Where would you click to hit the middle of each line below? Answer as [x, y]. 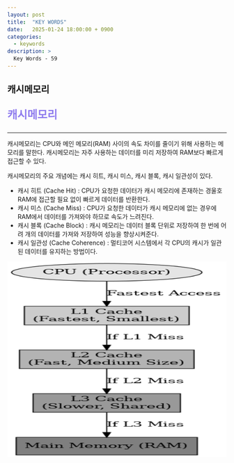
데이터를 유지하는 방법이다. [61, 252]
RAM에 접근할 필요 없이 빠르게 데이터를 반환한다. [84, 200]
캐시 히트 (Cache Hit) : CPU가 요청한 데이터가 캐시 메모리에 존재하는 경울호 [120, 190]
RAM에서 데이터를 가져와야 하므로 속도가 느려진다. [86, 217]
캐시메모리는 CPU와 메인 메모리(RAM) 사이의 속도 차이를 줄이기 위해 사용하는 [112, 144]
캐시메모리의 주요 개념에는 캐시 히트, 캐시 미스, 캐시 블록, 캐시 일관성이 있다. [110, 176]
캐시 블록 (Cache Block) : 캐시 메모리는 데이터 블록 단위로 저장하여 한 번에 [118, 225]
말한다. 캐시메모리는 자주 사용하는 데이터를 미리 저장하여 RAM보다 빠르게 [124, 152]
